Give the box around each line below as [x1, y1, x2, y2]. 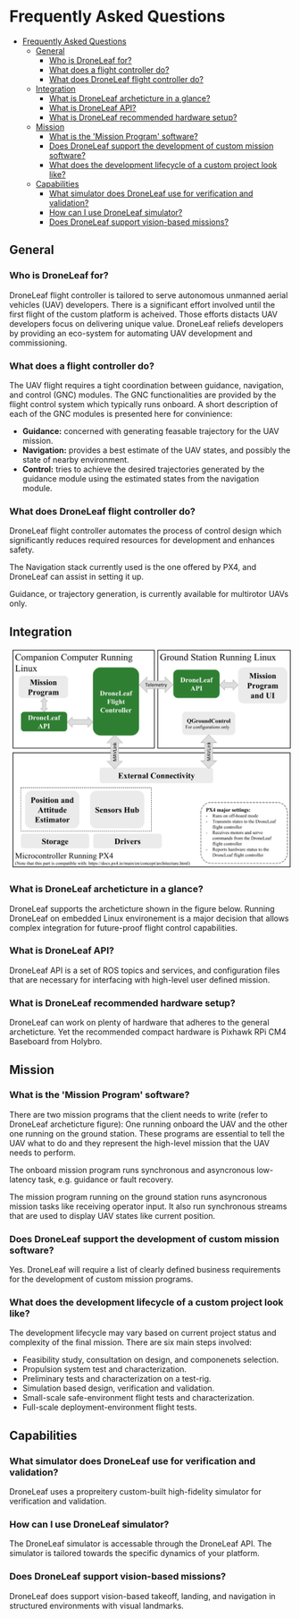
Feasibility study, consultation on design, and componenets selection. [21, 1354, 279, 1366]
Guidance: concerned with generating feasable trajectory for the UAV [21, 425, 279, 436]
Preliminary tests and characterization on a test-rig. [21, 1374, 212, 1384]
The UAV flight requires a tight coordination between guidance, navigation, [9, 379, 284, 390]
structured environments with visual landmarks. [9, 1600, 185, 1611]
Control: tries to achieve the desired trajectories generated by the [21, 464, 265, 474]
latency [9, 1174, 37, 1185]
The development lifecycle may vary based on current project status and [9, 1327, 277, 1339]
